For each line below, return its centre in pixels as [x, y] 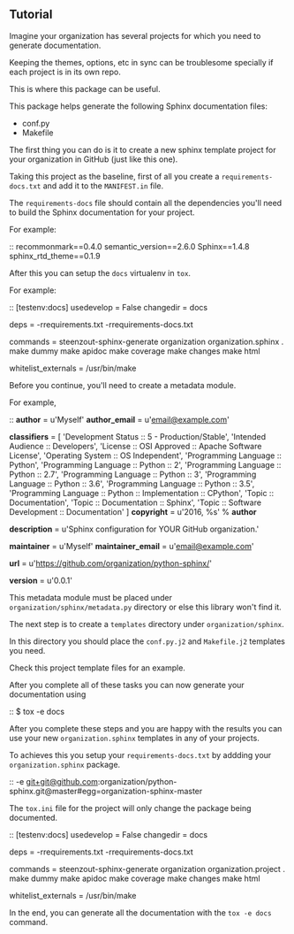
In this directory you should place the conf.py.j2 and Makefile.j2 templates [147, 641]
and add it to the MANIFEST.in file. [103, 186]
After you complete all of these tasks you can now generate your [127, 685]
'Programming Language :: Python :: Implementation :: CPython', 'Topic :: [142, 493]
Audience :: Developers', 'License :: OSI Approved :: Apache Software [136, 446]
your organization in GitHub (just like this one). [94, 159]
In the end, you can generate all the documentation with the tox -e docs [140, 912]
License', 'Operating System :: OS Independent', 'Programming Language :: [146, 456]
